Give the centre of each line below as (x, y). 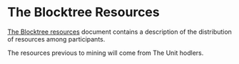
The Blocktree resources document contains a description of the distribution (119, 32)
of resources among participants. (56, 39)
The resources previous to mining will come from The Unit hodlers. (106, 53)
